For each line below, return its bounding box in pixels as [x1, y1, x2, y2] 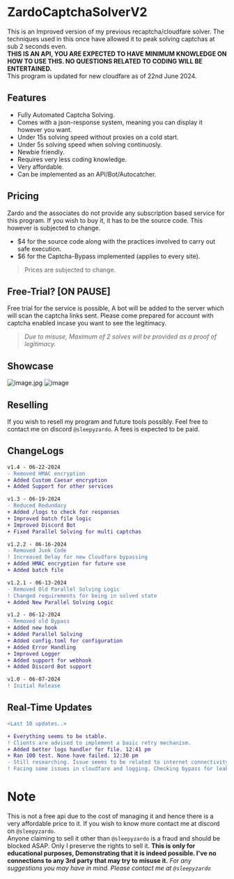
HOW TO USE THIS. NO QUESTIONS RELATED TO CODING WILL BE [7, 57, 203, 65]
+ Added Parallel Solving [7, 631, 82, 638]
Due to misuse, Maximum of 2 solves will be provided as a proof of [24, 332, 217, 341]
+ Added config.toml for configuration [7, 637, 123, 644]
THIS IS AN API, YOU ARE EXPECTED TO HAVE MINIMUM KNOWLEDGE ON [7, 50, 227, 58]
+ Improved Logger [7, 650, 61, 657]
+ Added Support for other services [7, 483, 114, 490]
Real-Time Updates [7, 702, 93, 714]
